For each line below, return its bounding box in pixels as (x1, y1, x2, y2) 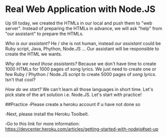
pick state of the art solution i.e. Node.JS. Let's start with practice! (5, 91, 142, 97)
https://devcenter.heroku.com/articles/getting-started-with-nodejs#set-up (5, 126, 158, 132)
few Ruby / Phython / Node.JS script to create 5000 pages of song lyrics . (5, 71, 156, 77)
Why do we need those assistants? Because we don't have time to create (5, 60, 156, 66)
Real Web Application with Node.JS (5, 3, 156, 15)
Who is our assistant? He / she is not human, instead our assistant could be (5, 40, 161, 46)
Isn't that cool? (5, 76, 36, 82)
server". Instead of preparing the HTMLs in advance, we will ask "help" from (5, 25, 162, 31)
